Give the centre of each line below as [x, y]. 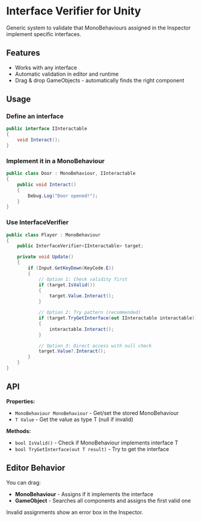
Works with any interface [46, 67]
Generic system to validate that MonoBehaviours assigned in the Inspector [99, 28]
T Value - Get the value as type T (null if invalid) [74, 419]
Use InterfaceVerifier [38, 223]
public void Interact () [47, 185]
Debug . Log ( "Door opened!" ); [63, 196]
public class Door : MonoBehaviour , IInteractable [71, 173]
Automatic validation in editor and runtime [67, 74]
